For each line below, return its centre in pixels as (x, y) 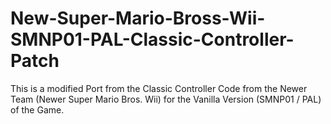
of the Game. (37, 109)
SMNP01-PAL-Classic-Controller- (152, 39)
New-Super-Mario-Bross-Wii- (138, 18)
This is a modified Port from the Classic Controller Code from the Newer (159, 88)
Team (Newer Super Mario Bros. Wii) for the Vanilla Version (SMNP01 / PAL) (166, 99)
